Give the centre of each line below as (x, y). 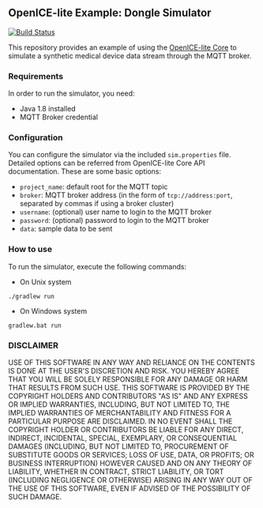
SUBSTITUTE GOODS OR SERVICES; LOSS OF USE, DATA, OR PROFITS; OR (131, 455)
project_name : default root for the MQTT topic (94, 187)
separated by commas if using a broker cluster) (97, 204)
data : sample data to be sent (66, 229)
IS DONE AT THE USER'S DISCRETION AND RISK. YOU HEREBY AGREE (124, 371)
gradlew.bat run (35, 325)
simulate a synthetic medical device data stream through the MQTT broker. (130, 55)
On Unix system (45, 282)
